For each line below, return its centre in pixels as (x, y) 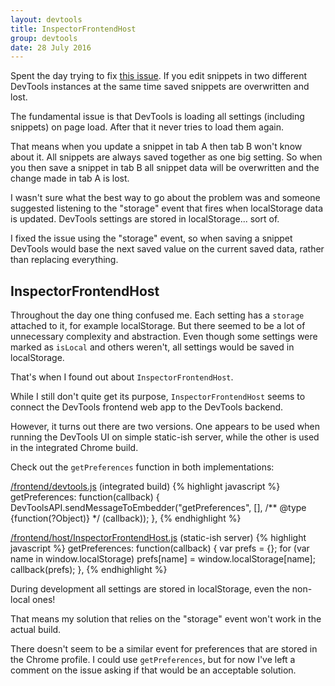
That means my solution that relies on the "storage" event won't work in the (166, 619)
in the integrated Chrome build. (74, 448)
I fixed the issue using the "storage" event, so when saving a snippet (151, 238)
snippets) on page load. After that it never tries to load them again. (147, 127)
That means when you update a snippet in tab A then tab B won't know (156, 147)
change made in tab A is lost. (70, 178)
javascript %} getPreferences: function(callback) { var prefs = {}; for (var (160, 548)
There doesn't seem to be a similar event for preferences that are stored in (164, 649)
